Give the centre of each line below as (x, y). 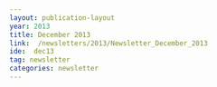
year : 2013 (30, 26)
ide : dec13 (32, 52)
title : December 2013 (50, 34)
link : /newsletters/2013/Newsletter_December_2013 (108, 43)
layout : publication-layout (62, 18)
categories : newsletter (54, 69)
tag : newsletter (40, 60)
